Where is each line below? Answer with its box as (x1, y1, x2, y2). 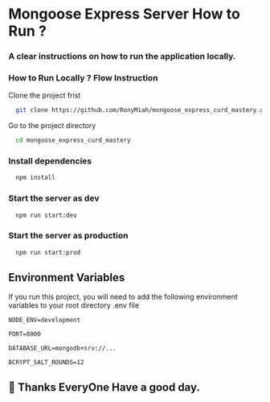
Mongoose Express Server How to (8, 5, 241, 23)
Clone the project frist (8, 90, 81, 101)
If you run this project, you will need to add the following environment (8, 292, 239, 302)
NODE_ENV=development (8, 316, 81, 325)
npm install (15, 174, 56, 182)
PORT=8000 (8, 330, 42, 338)
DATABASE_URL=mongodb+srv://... (8, 344, 117, 353)
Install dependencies (8, 155, 92, 167)
